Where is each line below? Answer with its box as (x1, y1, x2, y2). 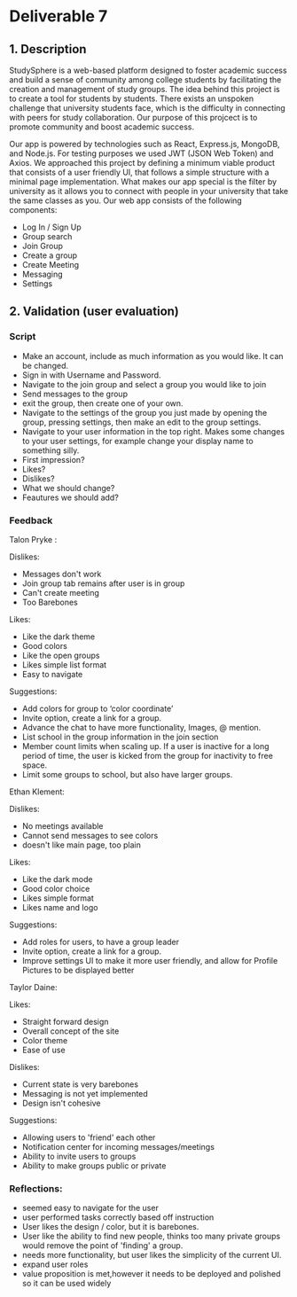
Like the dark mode (21, 873, 93, 884)
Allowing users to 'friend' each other (21, 1132, 156, 1143)
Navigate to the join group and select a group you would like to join (21, 379, 267, 389)
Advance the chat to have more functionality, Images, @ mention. (21, 722, 262, 732)
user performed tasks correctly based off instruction (21, 1212, 215, 1223)
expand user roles (21, 1259, 89, 1270)
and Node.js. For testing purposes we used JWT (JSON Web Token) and (9, 148, 274, 159)
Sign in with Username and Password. (21, 370, 161, 380)
